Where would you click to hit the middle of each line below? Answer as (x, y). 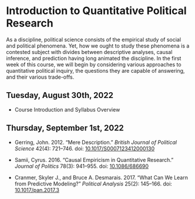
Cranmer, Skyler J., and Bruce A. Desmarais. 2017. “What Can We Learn (101, 177)
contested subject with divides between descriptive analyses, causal (89, 52)
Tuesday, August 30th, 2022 (60, 95)
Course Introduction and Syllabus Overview (67, 109)
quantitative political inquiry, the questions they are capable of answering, (95, 70)
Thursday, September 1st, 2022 (65, 128)
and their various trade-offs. (40, 77)
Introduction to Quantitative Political (96, 11)
